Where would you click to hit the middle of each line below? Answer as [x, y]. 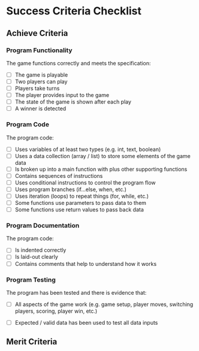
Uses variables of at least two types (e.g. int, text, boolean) [88, 149]
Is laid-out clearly [37, 257]
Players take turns [37, 88]
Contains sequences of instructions [59, 175]
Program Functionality [40, 50]
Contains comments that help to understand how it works [86, 264]
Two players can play [41, 81]
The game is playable [41, 75]
